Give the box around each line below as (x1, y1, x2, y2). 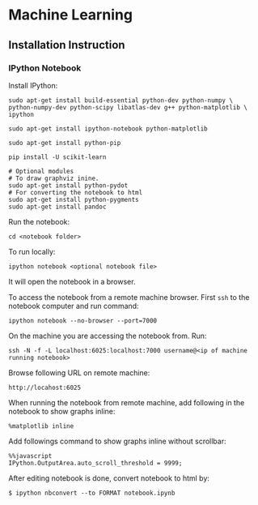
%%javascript (8, 452, 53, 460)
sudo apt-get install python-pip (8, 139, 121, 147)
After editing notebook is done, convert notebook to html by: (8, 473, 210, 483)
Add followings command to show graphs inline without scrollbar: (8, 436, 226, 446)
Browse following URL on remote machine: (8, 367, 150, 378)
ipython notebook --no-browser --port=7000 (8, 316, 158, 325)
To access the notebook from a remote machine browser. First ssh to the (8, 292, 250, 302)
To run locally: (8, 246, 56, 256)
